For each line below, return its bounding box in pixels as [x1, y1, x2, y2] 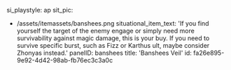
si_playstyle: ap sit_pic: [6, 6, 73, 14]
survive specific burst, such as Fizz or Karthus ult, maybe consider [16, 42, 210, 49]
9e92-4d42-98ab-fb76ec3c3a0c [16, 56, 113, 64]
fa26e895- [192, 49, 225, 57]
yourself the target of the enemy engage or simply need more [16, 27, 195, 35]
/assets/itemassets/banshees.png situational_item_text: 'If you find [16, 19, 209, 27]
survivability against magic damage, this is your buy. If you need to [16, 34, 210, 42]
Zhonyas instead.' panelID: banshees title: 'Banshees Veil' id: [16, 49, 192, 57]
